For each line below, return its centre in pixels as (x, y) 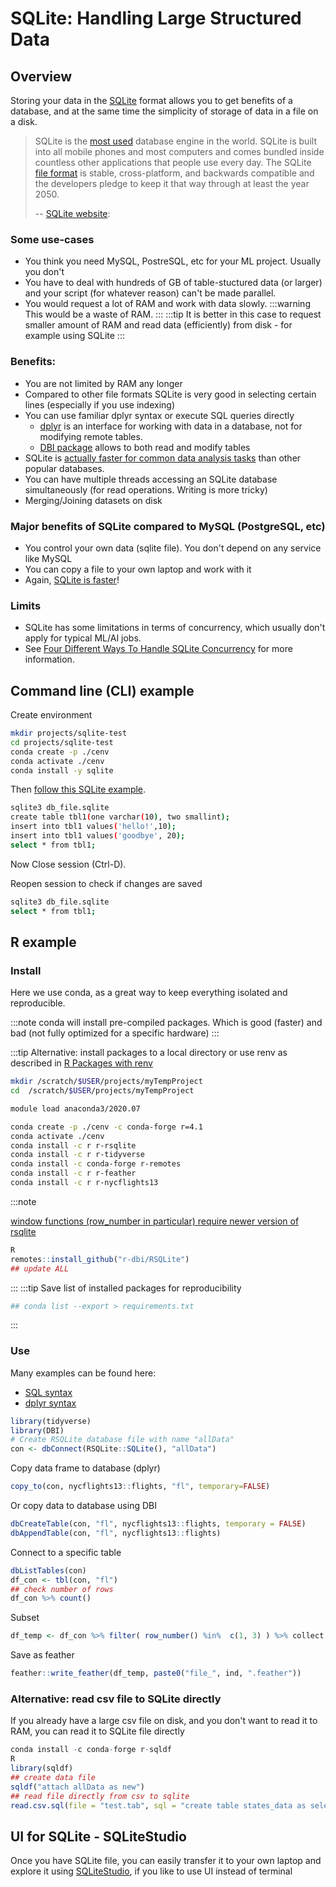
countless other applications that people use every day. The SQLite (173, 162)
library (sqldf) (42, 1768)
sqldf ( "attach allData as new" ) (77, 1787)
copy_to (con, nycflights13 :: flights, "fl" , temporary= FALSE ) (140, 1487)
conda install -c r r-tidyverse (77, 1155)
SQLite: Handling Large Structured (156, 18)
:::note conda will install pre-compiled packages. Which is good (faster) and (166, 1023)
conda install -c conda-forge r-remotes (96, 1164)
